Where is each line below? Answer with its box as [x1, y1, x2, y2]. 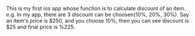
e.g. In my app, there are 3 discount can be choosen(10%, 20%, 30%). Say [6, 11, 190, 18]
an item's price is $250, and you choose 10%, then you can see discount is [6, 17, 189, 24]
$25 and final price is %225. [6, 23, 75, 30]
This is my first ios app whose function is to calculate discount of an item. [6, 5, 186, 12]
